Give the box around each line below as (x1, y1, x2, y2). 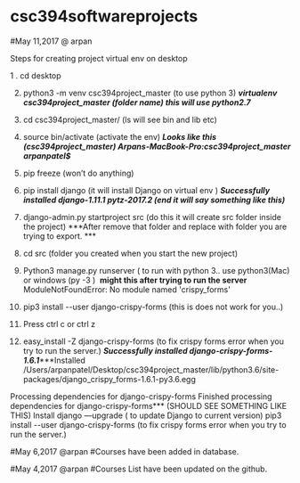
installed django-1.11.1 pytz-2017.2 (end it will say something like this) (22, 194, 286, 205)
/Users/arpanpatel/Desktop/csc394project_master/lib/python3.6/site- (22, 364, 280, 375)
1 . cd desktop (10, 70, 61, 81)
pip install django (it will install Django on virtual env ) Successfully (22, 184, 271, 195)
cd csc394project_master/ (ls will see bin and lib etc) (22, 114, 217, 125)
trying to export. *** (22, 230, 97, 241)
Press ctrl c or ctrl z (22, 318, 96, 329)
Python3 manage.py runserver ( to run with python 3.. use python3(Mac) (22, 265, 290, 275)
